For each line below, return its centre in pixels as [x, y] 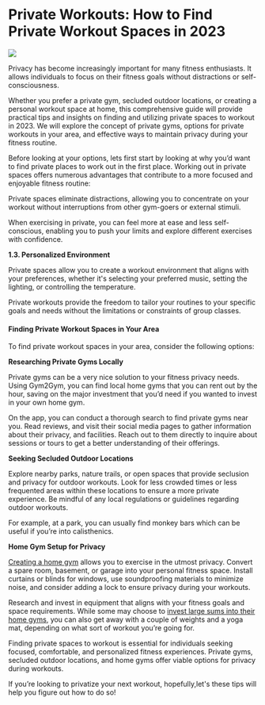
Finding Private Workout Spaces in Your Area [84, 329]
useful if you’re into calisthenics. [61, 531]
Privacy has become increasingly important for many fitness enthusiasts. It [130, 68]
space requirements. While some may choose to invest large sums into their [132, 611]
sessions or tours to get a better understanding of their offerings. [114, 443]
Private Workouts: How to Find [110, 15]
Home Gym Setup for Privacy [57, 547]
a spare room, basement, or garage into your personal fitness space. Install [131, 571]
